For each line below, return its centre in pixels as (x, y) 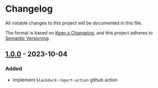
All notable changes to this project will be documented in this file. (74, 23)
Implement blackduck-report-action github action (65, 80)
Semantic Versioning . (28, 38)
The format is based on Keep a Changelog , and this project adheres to (79, 33)
